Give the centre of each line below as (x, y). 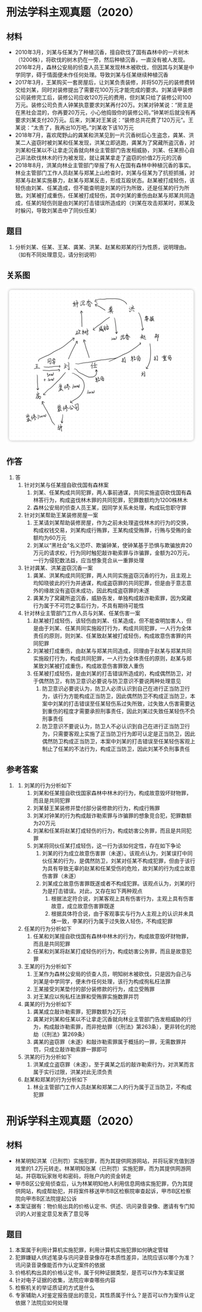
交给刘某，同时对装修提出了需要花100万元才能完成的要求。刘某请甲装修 (104, 90)
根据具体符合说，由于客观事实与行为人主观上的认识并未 (120, 913)
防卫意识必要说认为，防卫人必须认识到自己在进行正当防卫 (113, 688)
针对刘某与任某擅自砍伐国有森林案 (66, 485)
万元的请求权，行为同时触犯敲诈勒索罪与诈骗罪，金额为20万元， (113, 553)
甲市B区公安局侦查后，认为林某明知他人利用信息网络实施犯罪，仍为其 (101, 1184)
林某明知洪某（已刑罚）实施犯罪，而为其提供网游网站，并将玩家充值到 (102, 1161)
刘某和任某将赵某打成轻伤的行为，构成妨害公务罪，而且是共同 (110, 831)
